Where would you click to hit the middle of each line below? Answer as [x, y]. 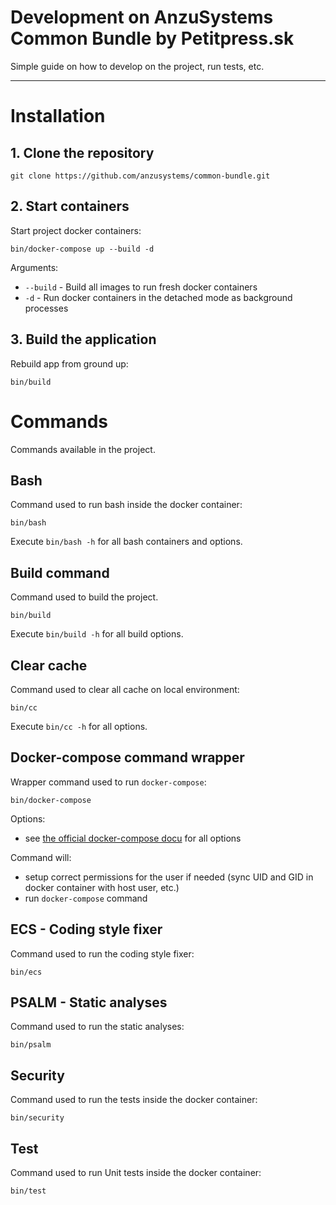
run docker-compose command [86, 898]
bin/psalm [31, 1045]
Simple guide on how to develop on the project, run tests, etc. [137, 66]
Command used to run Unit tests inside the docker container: [136, 1172]
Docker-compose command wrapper [127, 757]
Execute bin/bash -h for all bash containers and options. [126, 542]
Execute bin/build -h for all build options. [97, 634]
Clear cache [49, 665]
